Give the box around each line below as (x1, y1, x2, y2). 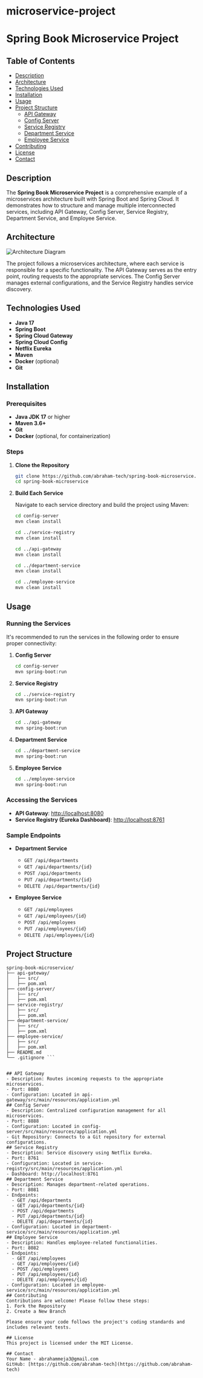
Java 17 (14, 319, 34, 326)
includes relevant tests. (6, 1324, 71, 1330)
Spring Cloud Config (14, 338, 68, 346)
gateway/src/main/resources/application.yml (6, 1096, 120, 1103)
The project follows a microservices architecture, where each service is (6, 260, 184, 267)
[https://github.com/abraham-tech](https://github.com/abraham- (28, 1361, 193, 1367)
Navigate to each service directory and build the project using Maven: (14, 501, 189, 509)
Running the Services (6, 619, 71, 628)
